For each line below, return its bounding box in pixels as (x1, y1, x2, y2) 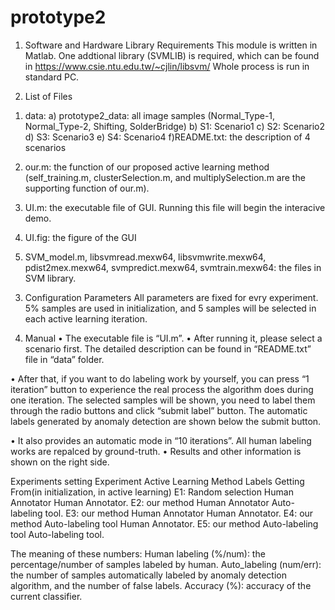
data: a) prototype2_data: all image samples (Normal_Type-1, (24, 109, 276, 121)
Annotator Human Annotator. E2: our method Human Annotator (10, 496, 270, 508)
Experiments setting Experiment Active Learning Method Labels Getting (10, 475, 305, 487)
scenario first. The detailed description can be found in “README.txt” (24, 342, 312, 355)
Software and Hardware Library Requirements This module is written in (24, 39, 318, 51)
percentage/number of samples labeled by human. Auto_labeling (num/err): (10, 558, 322, 570)
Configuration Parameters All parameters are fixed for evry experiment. (24, 291, 319, 303)
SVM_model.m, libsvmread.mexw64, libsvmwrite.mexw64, (24, 251, 267, 263)
